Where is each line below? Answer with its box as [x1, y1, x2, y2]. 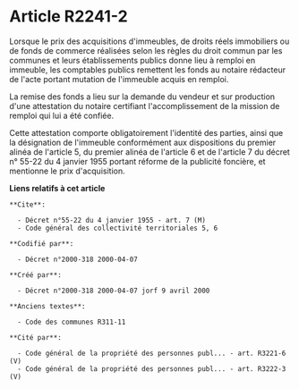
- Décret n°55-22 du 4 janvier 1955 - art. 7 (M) [17, 216, 206, 224]
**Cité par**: [9, 333, 63, 342]
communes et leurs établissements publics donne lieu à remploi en [9, 55, 256, 65]
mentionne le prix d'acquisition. [9, 165, 125, 176]
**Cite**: [9, 199, 47, 209]
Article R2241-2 [9, 6, 128, 27]
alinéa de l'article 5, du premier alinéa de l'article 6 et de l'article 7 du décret [9, 146, 291, 157]
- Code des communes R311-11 [17, 317, 126, 326]
